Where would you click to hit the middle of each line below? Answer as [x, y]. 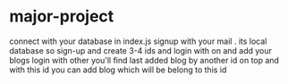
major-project [62, 17]
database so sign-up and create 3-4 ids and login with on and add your [141, 50]
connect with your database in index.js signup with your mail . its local [138, 41]
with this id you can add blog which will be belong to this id [118, 70]
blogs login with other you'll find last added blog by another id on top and [144, 60]
